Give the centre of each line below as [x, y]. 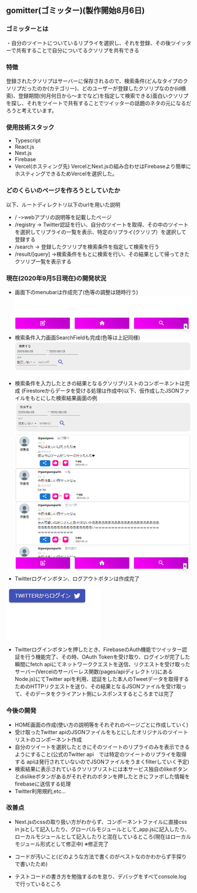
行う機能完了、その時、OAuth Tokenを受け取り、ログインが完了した [108, 657]
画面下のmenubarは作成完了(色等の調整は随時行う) [76, 292]
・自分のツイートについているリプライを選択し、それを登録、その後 [89, 43]
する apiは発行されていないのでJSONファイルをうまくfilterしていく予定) [102, 761]
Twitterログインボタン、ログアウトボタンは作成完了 [77, 579]
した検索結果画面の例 [71, 398]
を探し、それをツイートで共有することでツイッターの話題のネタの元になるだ [99, 103]
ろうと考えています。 [31, 110]
